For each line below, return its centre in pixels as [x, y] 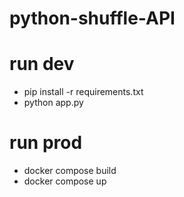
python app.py [53, 103]
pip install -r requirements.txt [83, 92]
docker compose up [65, 181]
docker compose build [70, 171]
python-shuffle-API [92, 18]
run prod [46, 143]
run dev [42, 64]
